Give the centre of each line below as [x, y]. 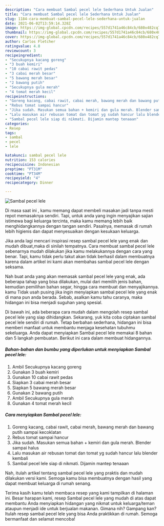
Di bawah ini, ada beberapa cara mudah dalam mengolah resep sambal [76, 312]
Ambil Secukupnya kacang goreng [47, 367]
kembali [20, 458]
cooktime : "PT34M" [24, 174]
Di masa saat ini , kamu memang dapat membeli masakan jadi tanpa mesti [79, 210]
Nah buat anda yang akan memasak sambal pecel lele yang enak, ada [75, 276]
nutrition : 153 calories [30, 160]
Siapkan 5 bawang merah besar [44, 388]
